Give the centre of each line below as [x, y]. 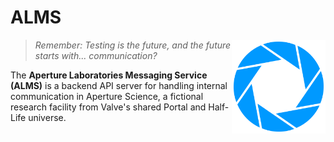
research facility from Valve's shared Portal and [108, 107]
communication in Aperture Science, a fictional [107, 96]
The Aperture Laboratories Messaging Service [109, 75]
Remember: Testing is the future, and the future [133, 45]
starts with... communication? [96, 55]
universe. [47, 117]
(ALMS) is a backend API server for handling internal [119, 85]
